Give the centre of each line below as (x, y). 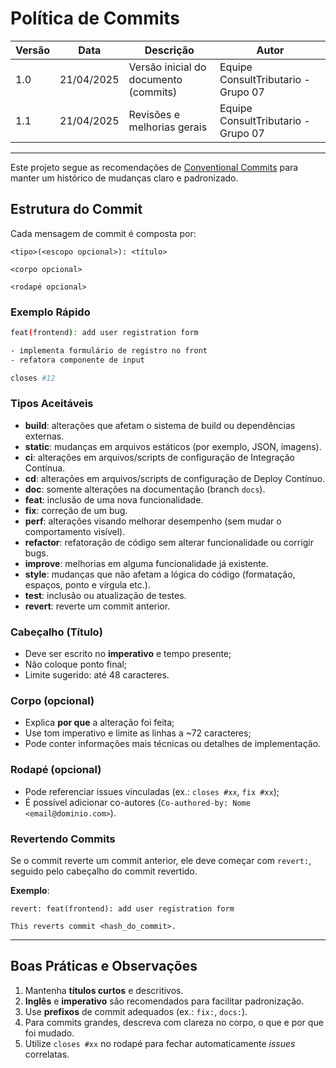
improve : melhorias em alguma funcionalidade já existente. (146, 563)
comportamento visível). (75, 531)
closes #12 (33, 378)
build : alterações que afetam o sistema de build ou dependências (160, 425)
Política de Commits (95, 18)
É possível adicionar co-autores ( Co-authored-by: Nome (137, 802)
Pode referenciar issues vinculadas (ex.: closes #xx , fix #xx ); (152, 791)
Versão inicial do (167, 67)
